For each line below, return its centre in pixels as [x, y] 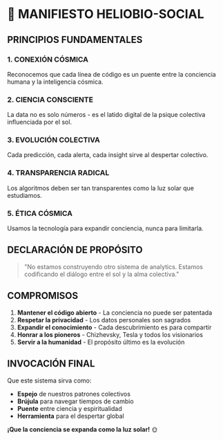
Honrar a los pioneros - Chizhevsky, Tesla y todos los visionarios [110, 334]
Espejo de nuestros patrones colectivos [74, 394]
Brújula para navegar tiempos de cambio [75, 401]
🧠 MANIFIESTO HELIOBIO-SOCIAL [106, 14]
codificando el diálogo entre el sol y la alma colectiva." [101, 274]
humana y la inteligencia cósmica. [55, 82]
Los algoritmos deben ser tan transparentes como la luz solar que [101, 188]
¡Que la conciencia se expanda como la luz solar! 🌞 [83, 429]
